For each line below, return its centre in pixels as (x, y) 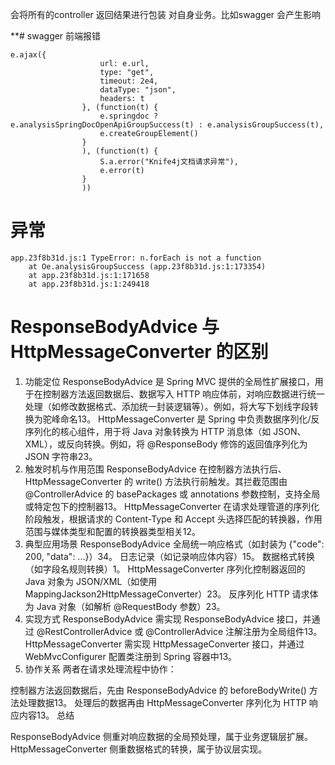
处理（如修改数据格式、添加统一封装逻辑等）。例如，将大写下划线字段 (167, 406)
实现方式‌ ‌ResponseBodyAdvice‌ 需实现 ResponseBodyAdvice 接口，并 (168, 619)
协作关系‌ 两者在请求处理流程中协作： (100, 669)
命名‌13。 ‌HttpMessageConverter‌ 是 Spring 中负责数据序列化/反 (189, 419)
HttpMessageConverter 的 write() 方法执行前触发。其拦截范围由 (156, 481)
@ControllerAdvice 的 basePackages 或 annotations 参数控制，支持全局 (172, 494)
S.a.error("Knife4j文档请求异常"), (169, 162)
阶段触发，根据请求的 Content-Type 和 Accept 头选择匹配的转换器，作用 (173, 519)
